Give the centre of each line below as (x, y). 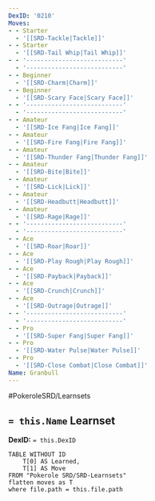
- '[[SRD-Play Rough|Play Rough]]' (75, 261)
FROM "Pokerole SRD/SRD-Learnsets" (68, 476)
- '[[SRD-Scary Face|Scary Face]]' (75, 98)
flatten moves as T (41, 483)
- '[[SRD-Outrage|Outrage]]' (64, 306)
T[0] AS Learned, (52, 462)
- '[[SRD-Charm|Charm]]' (57, 82)
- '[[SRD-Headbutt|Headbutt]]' (68, 202)
